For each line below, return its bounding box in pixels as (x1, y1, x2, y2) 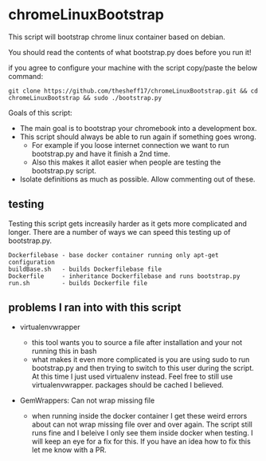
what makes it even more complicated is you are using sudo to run (31, 354, 250, 364)
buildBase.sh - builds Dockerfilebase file (8, 265, 162, 273)
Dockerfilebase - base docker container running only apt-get (8, 251, 219, 259)
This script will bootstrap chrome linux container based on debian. (8, 32, 225, 42)
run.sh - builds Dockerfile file (8, 279, 148, 287)
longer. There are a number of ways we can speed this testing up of (8, 227, 231, 236)
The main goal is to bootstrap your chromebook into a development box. (19, 123, 257, 133)
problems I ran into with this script (8, 301, 182, 315)
